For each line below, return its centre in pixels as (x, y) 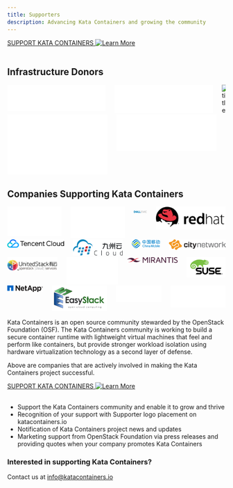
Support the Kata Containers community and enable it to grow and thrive (121, 407)
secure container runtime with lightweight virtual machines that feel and (110, 336)
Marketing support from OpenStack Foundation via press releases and (118, 436)
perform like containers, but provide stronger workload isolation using (107, 344)
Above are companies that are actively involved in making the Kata (102, 365)
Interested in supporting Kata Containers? (80, 462)
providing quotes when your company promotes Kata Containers (110, 444)
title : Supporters (34, 15)
